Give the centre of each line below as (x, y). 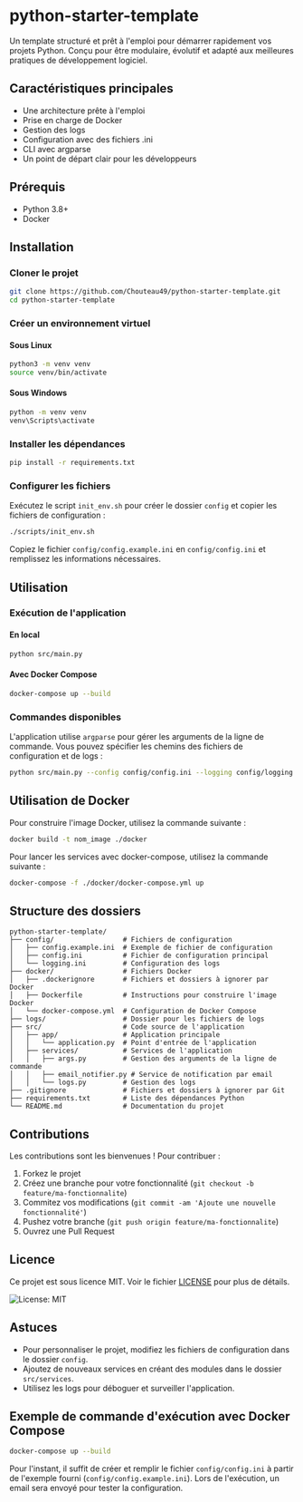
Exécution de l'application (68, 613)
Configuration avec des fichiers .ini (88, 139)
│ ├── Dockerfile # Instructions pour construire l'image (143, 995)
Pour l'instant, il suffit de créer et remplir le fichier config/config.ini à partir (151, 1468)
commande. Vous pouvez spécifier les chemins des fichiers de (126, 746)
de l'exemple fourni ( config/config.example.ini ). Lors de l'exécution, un (145, 1478)
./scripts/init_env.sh (52, 532)
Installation (42, 247)
